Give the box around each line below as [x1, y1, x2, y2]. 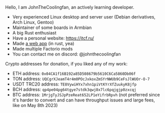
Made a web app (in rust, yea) [12, 40, 74, 46]
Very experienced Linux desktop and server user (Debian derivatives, [12, 14, 156, 19]
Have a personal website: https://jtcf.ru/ [12, 35, 94, 41]
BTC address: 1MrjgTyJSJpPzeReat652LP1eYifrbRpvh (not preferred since [12, 92, 160, 97]
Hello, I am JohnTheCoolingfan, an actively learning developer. [5, 4, 134, 10]
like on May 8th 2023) [12, 102, 58, 108]
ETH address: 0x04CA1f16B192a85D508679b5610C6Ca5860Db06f [12, 70, 136, 76]
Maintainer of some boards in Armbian [12, 24, 92, 30]
